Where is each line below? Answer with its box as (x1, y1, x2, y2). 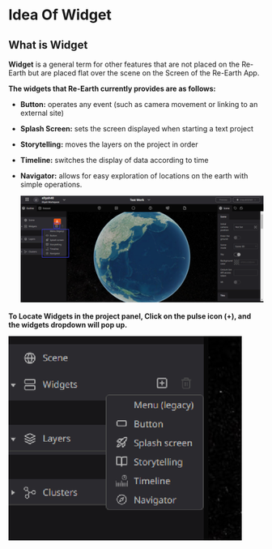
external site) (19, 108, 65, 118)
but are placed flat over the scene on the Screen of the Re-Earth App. (28, 68, 260, 78)
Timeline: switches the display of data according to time (19, 156, 209, 165)
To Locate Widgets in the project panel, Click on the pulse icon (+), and (8, 311, 252, 321)
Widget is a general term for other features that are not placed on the (8, 59, 240, 69)
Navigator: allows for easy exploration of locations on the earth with (19, 171, 249, 180)
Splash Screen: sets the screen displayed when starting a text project (19, 124, 253, 133)
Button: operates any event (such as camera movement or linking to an (19, 100, 258, 109)
